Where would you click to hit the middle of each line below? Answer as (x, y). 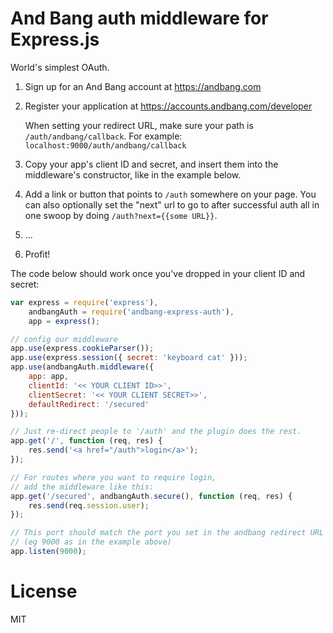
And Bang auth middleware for (139, 18)
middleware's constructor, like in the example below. (133, 174)
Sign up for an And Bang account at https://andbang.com (143, 86)
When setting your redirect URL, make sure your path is (139, 125)
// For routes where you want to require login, (113, 477)
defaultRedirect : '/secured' (89, 404)
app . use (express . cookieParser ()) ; (82, 348)
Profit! (37, 254)
